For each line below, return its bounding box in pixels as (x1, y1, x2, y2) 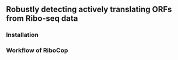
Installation (6, 31, 39, 39)
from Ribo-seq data (6, 14, 78, 24)
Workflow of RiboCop (6, 46, 68, 54)
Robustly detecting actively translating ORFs (6, 5, 172, 14)
